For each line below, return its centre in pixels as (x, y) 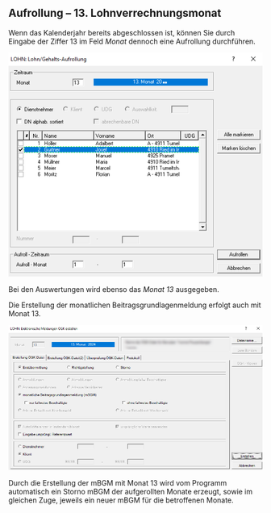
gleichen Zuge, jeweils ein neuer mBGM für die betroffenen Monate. (121, 500)
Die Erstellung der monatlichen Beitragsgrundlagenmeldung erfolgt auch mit (135, 305)
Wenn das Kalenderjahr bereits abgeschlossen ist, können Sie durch (122, 32)
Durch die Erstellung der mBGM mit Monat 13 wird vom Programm (118, 482)
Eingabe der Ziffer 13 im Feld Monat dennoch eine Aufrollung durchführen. (132, 41)
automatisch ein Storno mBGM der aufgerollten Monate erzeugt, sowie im (131, 491)
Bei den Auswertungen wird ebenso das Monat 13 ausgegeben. (114, 290)
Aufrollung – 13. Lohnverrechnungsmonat (115, 13)
